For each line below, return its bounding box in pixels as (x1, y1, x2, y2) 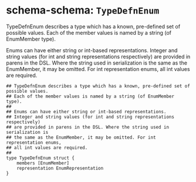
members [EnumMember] (16, 160, 69, 166)
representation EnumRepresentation (16, 165, 104, 171)
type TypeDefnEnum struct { (6, 155, 75, 161)
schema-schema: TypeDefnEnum (6, 4, 160, 17)
